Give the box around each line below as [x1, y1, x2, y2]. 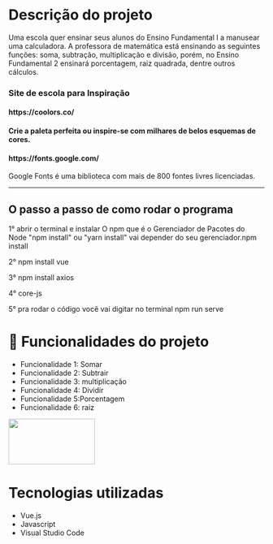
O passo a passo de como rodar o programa [8, 202, 234, 216]
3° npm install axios [8, 273, 75, 283]
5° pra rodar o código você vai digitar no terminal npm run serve [8, 304, 224, 314]
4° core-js [8, 288, 42, 298]
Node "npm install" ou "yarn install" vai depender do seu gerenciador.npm [8, 233, 258, 243]
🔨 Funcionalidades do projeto [8, 333, 210, 351]
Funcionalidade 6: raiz [19, 403, 95, 412]
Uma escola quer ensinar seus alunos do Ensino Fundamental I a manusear [8, 32, 260, 42]
